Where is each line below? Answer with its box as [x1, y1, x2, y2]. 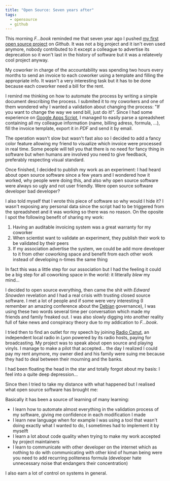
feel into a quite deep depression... [5, 371, 78, 377]
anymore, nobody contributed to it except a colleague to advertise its [5, 46, 150, 52]
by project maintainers [12, 439, 60, 445]
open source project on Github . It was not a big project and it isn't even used [5, 41, 166, 47]
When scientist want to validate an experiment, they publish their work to [12, 235, 165, 241]
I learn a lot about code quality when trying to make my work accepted [12, 433, 161, 439]
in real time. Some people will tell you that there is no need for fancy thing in [5, 146, 164, 152]
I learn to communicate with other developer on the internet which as [12, 444, 157, 450]
